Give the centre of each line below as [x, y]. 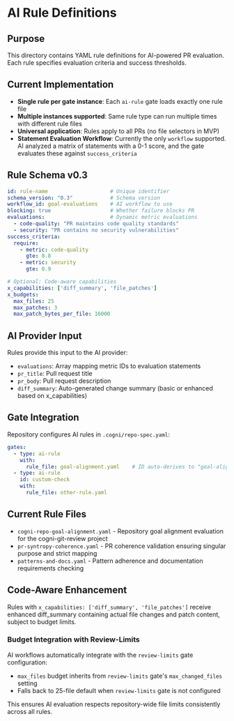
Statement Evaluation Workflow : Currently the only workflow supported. [122, 138]
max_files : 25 [34, 301]
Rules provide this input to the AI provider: [68, 353]
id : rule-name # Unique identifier [88, 191]
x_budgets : [23, 294]
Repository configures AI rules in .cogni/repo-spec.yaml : [89, 434]
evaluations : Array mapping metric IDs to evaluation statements [109, 366]
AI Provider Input [45, 336]
